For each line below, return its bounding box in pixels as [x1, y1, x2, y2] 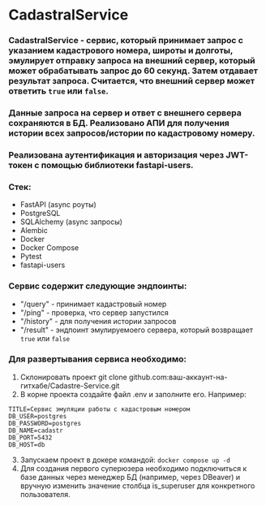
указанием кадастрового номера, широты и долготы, [8, 45, 234, 56]
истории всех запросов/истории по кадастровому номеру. [8, 128, 255, 139]
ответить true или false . [8, 85, 109, 97]
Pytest [19, 252, 42, 262]
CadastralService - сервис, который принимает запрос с [8, 35, 243, 46]
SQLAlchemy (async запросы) [19, 217, 123, 227]
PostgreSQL [19, 209, 61, 218]
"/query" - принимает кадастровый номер [19, 299, 167, 309]
